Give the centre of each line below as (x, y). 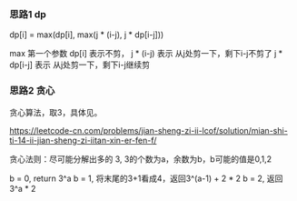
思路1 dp (28, 14)
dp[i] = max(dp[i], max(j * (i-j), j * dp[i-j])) (87, 35)
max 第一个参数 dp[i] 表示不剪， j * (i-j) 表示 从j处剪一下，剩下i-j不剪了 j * (146, 54)
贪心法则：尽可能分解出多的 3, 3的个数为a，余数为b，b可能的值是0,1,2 (141, 159)
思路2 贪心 (32, 91)
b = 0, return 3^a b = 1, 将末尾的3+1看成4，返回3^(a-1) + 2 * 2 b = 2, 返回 (146, 178)
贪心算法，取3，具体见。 (56, 112)
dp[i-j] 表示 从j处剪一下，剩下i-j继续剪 (80, 65)
